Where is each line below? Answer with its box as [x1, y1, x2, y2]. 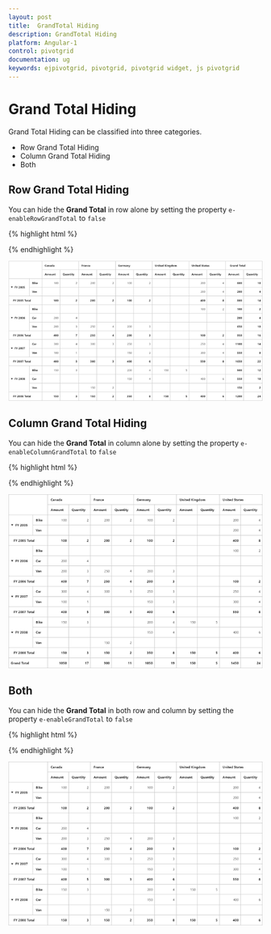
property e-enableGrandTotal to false [8, 714, 133, 724]
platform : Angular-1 [8, 39, 78, 47]
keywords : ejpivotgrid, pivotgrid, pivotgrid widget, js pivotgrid [8, 65, 240, 73]
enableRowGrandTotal [8, 214, 78, 222]
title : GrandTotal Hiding [8, 21, 99, 30]
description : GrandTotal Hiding [8, 30, 117, 38]
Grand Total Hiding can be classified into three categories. [8, 126, 202, 137]
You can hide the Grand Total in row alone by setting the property [8, 205, 227, 214]
